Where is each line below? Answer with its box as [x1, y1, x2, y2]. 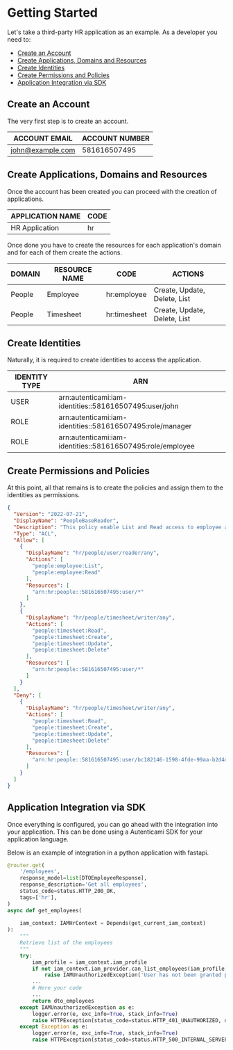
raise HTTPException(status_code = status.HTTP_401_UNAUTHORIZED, [32, 1017, 222, 1024]
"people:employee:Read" [32, 569, 101, 576]
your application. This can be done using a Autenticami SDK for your [7, 827, 203, 836]
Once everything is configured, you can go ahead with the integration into [7, 820, 218, 828]
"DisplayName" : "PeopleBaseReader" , [13, 517, 119, 524]
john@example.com [10, 145, 76, 154]
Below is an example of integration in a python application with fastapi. [7, 848, 209, 857]
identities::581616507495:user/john [58, 401, 179, 411]
